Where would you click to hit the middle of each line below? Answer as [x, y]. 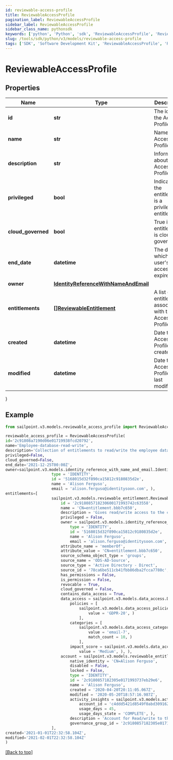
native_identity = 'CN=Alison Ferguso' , [114, 661]
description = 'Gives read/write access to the [113, 513]
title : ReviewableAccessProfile [40, 15]
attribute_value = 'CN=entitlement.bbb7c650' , [111, 551]
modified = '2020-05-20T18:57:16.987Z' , [114, 695]
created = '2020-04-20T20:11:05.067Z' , [113, 690]
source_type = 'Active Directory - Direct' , [109, 565]
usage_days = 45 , [98, 709]
